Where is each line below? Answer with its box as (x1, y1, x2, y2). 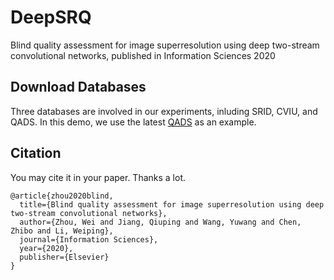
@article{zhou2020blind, (10, 191, 114, 201)
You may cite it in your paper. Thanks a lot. (10, 171, 187, 183)
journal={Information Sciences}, (19, 234, 159, 245)
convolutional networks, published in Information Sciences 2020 (10, 49, 276, 61)
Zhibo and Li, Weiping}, (10, 226, 114, 236)
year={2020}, (19, 243, 74, 253)
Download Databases (10, 79, 147, 96)
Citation (10, 145, 62, 162)
